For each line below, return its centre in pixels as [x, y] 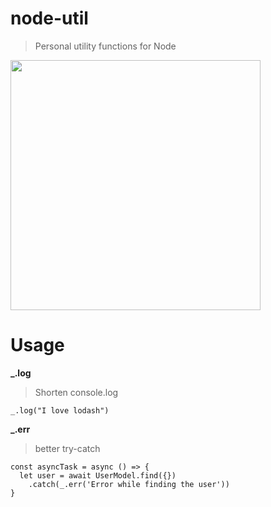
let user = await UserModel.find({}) [98, 475]
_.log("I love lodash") [60, 410]
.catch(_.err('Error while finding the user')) [129, 484]
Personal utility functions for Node [105, 46]
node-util [49, 18]
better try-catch [67, 448]
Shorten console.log [76, 392]
